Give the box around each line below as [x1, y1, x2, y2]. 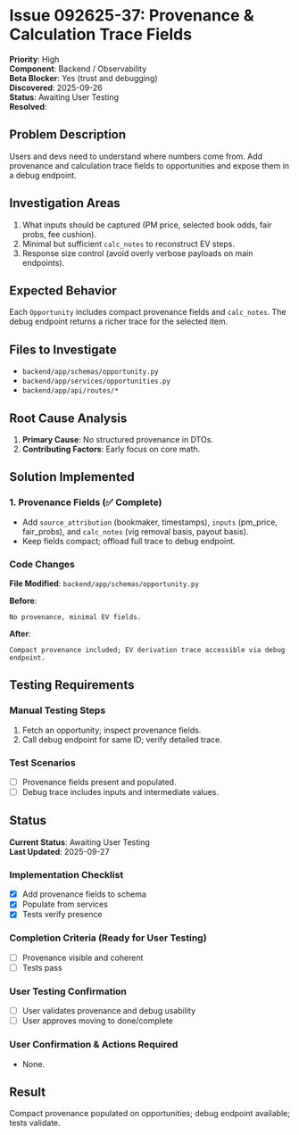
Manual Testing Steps [9, 704, 106, 717]
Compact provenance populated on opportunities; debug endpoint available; [9, 1108, 290, 1119]
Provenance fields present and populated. [21, 776, 177, 787]
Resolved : [9, 101, 47, 112]
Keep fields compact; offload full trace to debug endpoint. [21, 535, 237, 546]
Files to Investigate [9, 342, 118, 357]
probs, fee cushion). [21, 228, 96, 239]
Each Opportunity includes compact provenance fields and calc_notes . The [9, 307, 287, 318]
